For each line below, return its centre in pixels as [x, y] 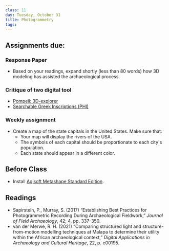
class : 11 [16, 10]
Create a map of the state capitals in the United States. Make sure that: [87, 131]
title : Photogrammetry [29, 20]
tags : [11, 24]
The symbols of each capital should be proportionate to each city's [91, 142]
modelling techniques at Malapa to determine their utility [100, 232]
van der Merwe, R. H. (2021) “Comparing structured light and [77, 226]
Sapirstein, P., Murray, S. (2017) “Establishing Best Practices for [80, 210]
